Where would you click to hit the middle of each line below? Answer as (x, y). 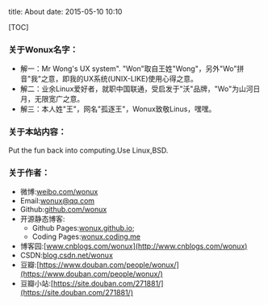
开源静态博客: (42, 219)
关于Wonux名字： (43, 49)
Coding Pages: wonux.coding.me (86, 236)
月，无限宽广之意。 (52, 99)
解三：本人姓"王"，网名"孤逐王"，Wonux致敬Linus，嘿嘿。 (118, 109)
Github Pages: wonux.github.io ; (83, 228)
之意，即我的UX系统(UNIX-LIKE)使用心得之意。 (119, 79)
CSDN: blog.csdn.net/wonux (66, 255)
